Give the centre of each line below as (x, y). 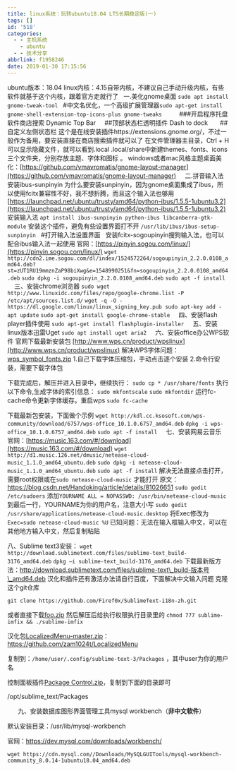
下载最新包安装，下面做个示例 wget (58, 415)
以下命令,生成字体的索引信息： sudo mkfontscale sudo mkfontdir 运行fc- (112, 391)
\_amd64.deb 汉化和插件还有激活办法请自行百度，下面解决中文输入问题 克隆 (118, 578)
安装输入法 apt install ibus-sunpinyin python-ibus (83, 217)
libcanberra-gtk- (188, 217)
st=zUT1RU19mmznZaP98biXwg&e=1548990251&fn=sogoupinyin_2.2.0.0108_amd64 (118, 270)
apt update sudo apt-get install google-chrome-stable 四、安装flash (112, 314)
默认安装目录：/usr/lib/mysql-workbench (67, 726)
